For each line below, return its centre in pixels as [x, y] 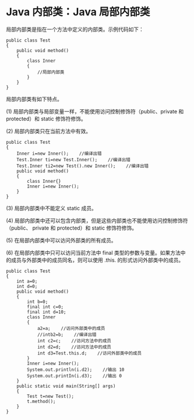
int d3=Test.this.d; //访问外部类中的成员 [89, 353]
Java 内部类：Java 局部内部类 [78, 12]
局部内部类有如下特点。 [34, 99]
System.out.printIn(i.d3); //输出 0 [75, 376]
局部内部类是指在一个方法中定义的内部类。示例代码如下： [75, 29]
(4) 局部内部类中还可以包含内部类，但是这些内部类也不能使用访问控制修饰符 [97, 220]
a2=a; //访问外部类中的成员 [71, 328]
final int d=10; [47, 312]
